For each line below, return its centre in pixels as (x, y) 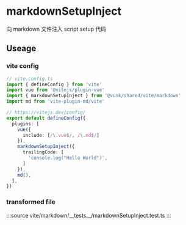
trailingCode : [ (43, 152)
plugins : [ (26, 124)
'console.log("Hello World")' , (68, 158)
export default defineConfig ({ (46, 118)
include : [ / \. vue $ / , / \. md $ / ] (61, 135)
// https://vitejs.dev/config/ (46, 112)
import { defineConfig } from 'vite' (54, 84)
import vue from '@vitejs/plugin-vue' (55, 90)
